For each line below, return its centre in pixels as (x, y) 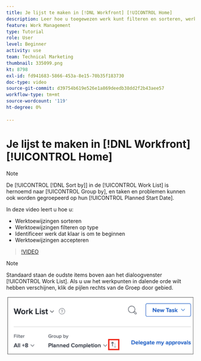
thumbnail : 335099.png (34, 63)
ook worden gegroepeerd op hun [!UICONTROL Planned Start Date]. (90, 198)
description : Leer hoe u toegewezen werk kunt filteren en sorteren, (95, 19)
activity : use (24, 51)
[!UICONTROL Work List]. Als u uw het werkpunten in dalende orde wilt (94, 281)
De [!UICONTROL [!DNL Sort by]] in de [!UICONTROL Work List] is (88, 185)
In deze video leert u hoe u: (40, 209)
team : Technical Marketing (40, 57)
